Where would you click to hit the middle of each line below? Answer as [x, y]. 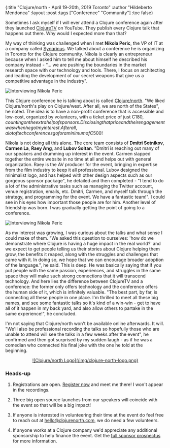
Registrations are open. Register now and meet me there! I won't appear [88, 385]
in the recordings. [31, 390]
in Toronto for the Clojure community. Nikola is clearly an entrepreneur [79, 54]
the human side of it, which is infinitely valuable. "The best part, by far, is [81, 292]
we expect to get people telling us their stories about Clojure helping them [82, 249]
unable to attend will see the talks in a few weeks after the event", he [77, 334]
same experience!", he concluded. [41, 314]
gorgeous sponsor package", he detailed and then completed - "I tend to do [84, 181]
